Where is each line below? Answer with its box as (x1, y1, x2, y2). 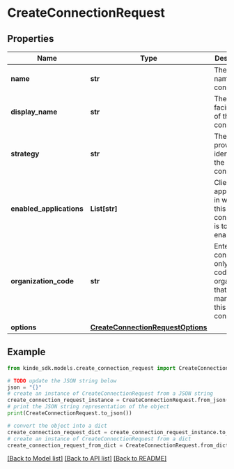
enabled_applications (10, 204, 84, 214)
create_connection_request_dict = (7, 429, 108, 435)
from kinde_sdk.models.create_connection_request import (7, 364, 176, 371)
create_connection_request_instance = (7, 396, 120, 404)
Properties (7, 33, 54, 45)
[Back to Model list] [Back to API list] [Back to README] (7, 454, 167, 463)
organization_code (10, 276, 75, 285)
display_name (10, 107, 58, 117)
